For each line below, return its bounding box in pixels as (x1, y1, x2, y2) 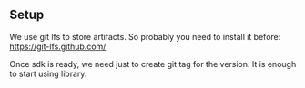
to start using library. (9, 68, 87, 79)
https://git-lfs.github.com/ (9, 41, 107, 52)
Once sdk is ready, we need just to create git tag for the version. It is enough (9, 58, 297, 69)
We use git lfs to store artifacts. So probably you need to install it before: (9, 31, 281, 42)
